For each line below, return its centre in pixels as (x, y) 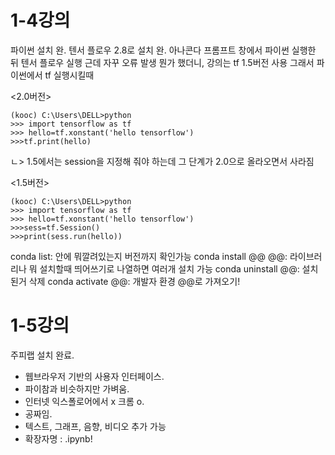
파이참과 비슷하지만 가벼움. (77, 388)
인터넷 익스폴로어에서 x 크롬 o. (84, 401)
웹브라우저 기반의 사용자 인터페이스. (94, 376)
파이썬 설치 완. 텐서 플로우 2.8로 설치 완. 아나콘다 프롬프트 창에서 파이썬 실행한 (163, 50)
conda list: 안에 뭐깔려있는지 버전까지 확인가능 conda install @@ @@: (149, 256)
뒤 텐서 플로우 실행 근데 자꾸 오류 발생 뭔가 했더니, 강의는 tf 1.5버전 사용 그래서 (162, 62)
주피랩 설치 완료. (42, 355)
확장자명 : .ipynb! (58, 438)
